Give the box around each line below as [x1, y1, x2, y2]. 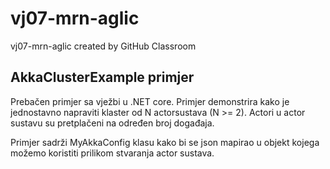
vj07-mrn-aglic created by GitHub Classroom [10, 40, 197, 52]
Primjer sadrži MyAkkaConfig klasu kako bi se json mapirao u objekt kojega [10, 136, 320, 148]
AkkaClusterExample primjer [10, 69, 195, 86]
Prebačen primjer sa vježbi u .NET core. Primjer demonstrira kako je [10, 95, 290, 107]
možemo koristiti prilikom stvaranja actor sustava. [10, 147, 215, 159]
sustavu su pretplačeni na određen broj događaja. [10, 117, 215, 129]
